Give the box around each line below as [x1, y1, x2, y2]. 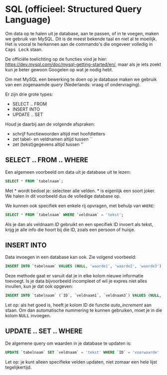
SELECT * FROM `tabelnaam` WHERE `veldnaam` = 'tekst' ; [5, 212, 124, 217]
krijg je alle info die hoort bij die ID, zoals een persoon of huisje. [5, 227, 136, 233]
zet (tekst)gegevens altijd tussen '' [12, 141, 84, 147]
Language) [5, 14, 51, 25]
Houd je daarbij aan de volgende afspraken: [5, 121, 95, 127]
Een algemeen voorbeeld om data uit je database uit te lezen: [5, 169, 131, 175]
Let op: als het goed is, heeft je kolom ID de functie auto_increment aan [5, 302, 152, 308]
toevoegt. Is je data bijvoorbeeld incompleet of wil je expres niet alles [5, 278, 147, 284]
